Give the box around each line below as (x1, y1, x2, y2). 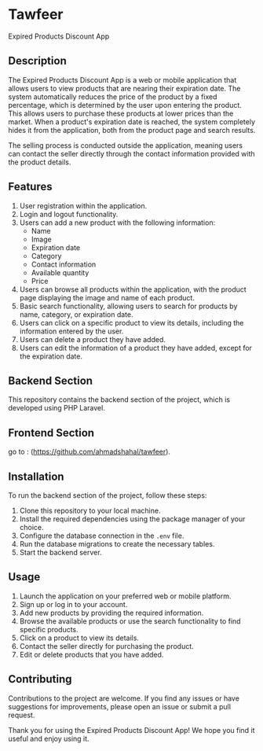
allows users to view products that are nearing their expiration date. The (8, 83, 241, 93)
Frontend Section (8, 426, 95, 440)
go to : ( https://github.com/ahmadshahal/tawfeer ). (8, 447, 171, 457)
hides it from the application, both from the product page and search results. (8, 125, 256, 134)
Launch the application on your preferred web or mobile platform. (19, 591, 232, 601)
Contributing (8, 672, 72, 686)
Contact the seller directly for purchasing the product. (19, 641, 194, 650)
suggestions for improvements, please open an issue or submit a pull (8, 701, 232, 711)
